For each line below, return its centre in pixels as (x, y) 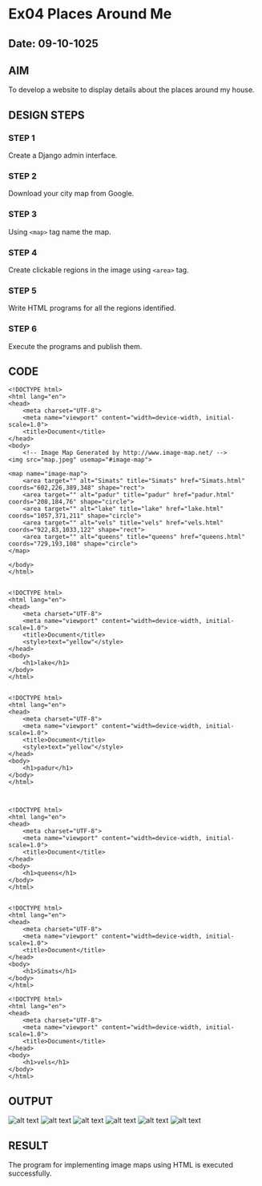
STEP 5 (23, 291)
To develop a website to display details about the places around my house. (131, 90)
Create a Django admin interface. (63, 155)
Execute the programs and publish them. (75, 346)
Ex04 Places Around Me (90, 14)
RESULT (28, 1146)
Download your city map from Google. (71, 194)
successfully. (30, 1173)
